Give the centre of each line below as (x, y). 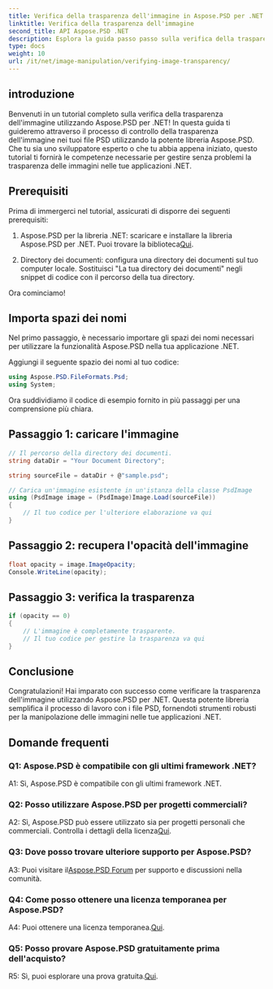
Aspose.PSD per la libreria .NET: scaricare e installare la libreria (126, 235)
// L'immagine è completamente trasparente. (100, 631)
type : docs (27, 46)
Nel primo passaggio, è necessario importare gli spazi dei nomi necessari (131, 338)
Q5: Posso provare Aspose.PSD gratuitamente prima (114, 948)
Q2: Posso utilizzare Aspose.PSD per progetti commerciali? (128, 804)
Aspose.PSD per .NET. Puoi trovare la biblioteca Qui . (107, 244)
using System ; (32, 385)
